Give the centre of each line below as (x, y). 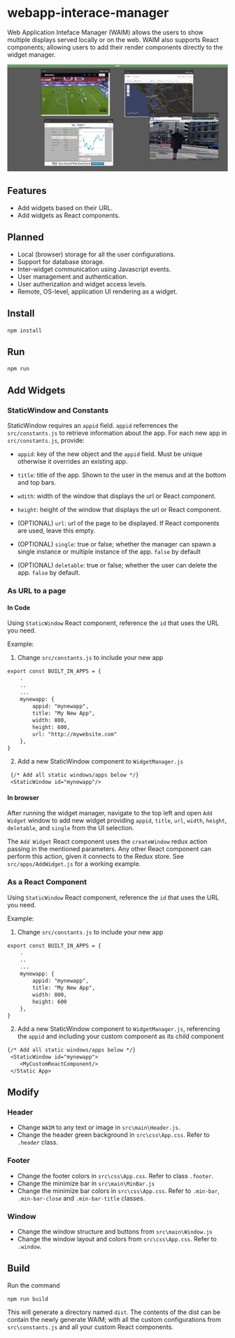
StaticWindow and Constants (58, 410)
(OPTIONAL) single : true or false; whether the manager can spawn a (116, 544)
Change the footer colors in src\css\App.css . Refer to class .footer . (115, 1175)
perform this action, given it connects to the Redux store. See (95, 857)
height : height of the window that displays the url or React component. (119, 510)
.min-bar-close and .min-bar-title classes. (81, 1198)
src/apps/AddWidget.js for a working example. (74, 864)
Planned (26, 237)
